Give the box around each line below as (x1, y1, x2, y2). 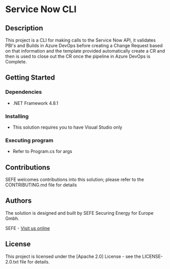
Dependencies (5, 89, 42, 96)
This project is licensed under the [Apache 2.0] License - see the (5, 253, 141, 259)
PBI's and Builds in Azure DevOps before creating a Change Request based (5, 43, 163, 49)
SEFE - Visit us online (5, 225, 50, 231)
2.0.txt (5, 258, 19, 264)
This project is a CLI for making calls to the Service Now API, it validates (5, 37, 156, 43)
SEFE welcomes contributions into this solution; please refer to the (5, 176, 144, 183)
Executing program (5, 137, 54, 144)
